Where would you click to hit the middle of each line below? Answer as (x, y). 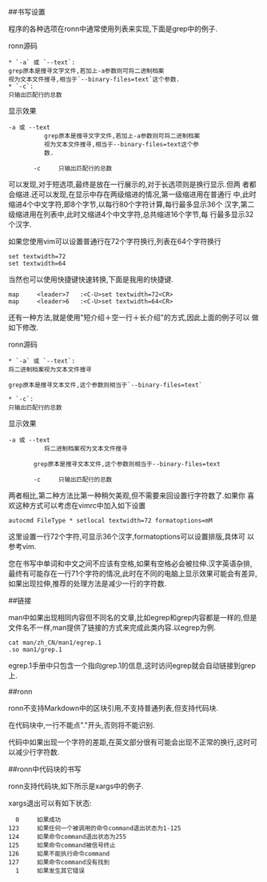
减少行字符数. (37, 752)
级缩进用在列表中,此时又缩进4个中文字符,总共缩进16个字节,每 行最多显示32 (131, 214)
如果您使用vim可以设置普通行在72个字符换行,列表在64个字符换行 (115, 241)
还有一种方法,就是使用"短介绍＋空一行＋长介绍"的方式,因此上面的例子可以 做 (134, 317)
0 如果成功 (38, 820)
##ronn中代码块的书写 (45, 769)
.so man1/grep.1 (35, 650)
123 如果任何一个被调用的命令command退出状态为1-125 (95, 828)
